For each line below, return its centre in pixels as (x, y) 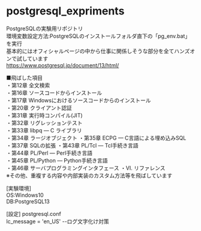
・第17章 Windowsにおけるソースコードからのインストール (79, 100)
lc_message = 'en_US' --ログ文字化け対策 (58, 221)
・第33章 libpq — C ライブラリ (44, 130)
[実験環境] (19, 188)
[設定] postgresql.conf (34, 214)
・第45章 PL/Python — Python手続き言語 (57, 160)
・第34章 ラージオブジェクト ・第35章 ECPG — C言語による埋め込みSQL (96, 138)
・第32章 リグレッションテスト (44, 123)
